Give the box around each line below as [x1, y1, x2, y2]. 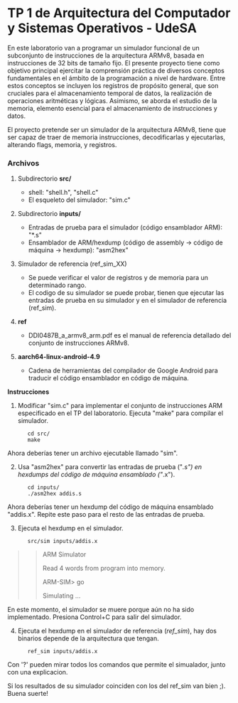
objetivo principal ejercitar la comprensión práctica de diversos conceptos [7, 66, 225, 75]
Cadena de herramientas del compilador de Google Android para [28, 366, 218, 375]
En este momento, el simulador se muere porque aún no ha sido [7, 606, 195, 614]
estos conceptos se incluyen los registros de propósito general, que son [7, 81, 219, 90]
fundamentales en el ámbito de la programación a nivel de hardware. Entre [7, 73, 226, 82]
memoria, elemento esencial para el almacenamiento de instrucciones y [7, 104, 218, 112]
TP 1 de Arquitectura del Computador [7, 5, 231, 21]
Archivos [7, 158, 40, 168]
